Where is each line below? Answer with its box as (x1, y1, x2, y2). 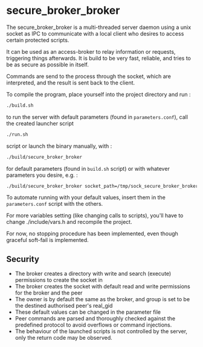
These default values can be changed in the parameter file (14, 308, 161, 316)
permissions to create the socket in (14, 276, 103, 284)
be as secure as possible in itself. (6, 61, 89, 68)
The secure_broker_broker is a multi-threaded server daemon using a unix (6, 24, 192, 31)
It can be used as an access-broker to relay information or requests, (6, 48, 176, 55)
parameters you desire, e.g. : (6, 171, 79, 179)
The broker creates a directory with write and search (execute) (14, 270, 172, 278)
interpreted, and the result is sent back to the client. (6, 79, 135, 86)
